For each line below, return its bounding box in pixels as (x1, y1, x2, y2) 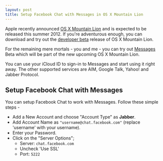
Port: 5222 (19, 151, 40, 157)
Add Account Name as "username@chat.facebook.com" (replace (12, 119, 141, 125)
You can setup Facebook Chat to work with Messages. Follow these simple (5, 99, 159, 105)
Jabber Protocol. (5, 71, 40, 77)
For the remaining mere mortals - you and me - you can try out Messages (5, 46, 156, 52)
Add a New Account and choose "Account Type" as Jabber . (12, 114, 136, 120)
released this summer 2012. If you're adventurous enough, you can (5, 31, 143, 37)
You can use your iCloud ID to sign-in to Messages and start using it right (5, 61, 155, 67)
